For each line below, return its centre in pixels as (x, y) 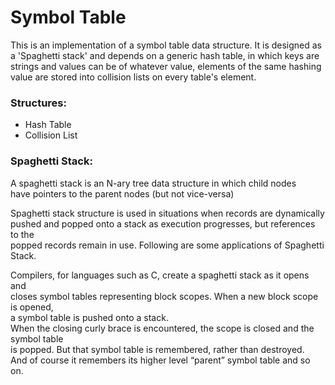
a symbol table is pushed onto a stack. (89, 317)
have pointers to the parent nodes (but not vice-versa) (122, 193)
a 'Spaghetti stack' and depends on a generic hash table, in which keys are (165, 55)
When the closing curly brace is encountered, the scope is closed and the (162, 328)
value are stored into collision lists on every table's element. (133, 77)
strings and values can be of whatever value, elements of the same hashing (166, 66)
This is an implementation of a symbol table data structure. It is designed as (166, 45)
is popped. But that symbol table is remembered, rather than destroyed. (157, 349)
